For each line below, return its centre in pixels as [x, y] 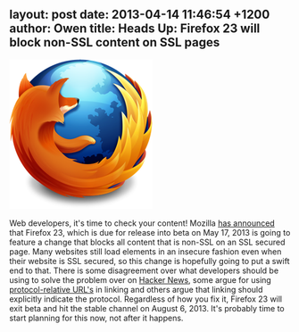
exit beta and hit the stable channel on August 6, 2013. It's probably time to [147, 308]
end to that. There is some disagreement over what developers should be [144, 270]
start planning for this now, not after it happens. [96, 318]
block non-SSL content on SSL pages [115, 42]
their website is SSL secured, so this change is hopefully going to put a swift [149, 261]
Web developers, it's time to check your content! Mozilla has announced [142, 223]
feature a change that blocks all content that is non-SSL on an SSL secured [147, 242]
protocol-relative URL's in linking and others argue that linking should [136, 289]
